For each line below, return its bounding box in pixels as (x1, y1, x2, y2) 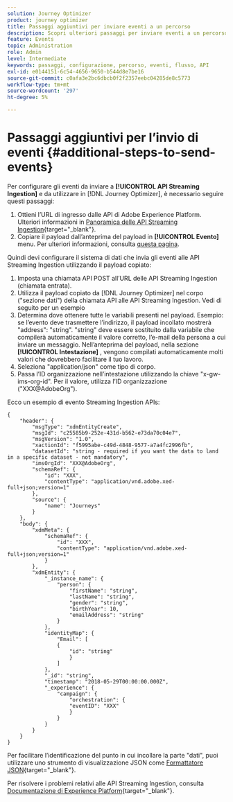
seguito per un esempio (17, 303, 85, 312)
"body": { (19, 521, 49, 528)
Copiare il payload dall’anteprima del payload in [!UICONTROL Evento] (17, 232, 220, 241)
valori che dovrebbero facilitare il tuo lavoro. (17, 355, 144, 363)
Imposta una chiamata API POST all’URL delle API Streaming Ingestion (17, 274, 218, 282)
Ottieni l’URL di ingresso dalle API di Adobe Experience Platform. (17, 210, 202, 218)
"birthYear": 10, (69, 605, 119, 612)
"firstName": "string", (69, 587, 138, 594)
